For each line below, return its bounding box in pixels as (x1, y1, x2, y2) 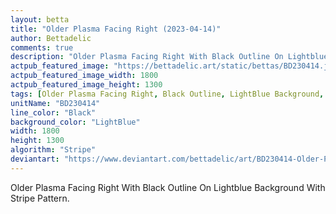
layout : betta (10, 14, 70, 25)
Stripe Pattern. (10, 192, 70, 204)
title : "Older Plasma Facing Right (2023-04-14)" (10, 24, 222, 34)
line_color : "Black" (10, 107, 97, 118)
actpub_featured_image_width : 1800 (10, 71, 159, 81)
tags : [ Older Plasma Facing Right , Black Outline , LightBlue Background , (10, 89, 325, 99)
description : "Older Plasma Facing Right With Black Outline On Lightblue (10, 52, 329, 62)
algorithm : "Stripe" (10, 145, 97, 155)
